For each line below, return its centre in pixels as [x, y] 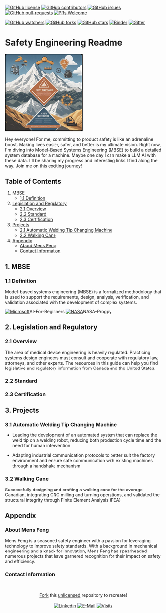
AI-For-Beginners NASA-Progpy [71, 312]
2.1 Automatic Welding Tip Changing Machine [66, 230]
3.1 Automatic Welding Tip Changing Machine [61, 424]
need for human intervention [41, 446]
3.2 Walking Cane [27, 479]
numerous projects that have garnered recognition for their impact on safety [83, 556]
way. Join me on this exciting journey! [44, 166]
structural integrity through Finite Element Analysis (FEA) [63, 500]
